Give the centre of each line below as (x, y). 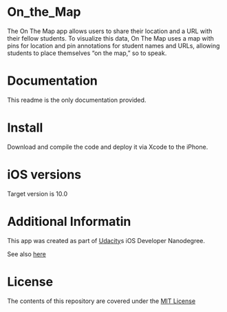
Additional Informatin (69, 221)
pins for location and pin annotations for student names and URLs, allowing (113, 45)
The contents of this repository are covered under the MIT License (101, 301)
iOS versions (44, 175)
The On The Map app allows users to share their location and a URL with (110, 31)
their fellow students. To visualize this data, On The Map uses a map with (111, 38)
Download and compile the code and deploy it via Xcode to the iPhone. (108, 147)
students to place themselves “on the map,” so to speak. (87, 53)
